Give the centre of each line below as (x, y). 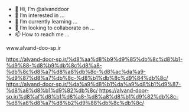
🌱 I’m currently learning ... (46, 21)
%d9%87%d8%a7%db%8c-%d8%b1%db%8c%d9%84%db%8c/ (87, 78)
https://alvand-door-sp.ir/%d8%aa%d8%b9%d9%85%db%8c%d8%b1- (94, 59)
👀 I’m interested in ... (40, 15)
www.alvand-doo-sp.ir (34, 48)
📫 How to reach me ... (42, 34)
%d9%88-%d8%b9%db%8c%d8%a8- (54, 65)
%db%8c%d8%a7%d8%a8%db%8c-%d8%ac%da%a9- (76, 72)
